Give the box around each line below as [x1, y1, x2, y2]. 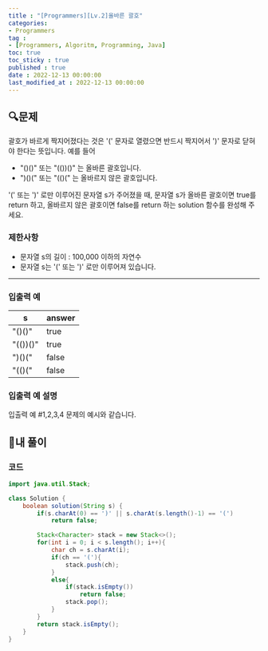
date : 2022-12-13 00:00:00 [8, 71, 102, 79]
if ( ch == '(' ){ [50, 553, 102, 562]
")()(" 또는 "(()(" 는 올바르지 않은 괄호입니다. [19, 173, 158, 183]
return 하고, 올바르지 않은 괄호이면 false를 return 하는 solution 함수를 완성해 [8, 200, 247, 210]
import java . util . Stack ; [8, 480, 91, 488]
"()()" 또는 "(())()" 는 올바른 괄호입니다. [19, 163, 142, 173]
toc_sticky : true [8, 57, 69, 65]
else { [50, 576, 69, 584]
